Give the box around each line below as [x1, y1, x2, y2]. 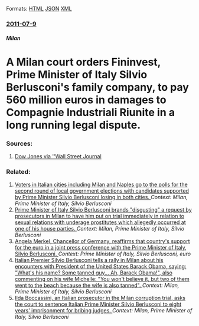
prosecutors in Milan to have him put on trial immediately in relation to [14, 213, 185, 220]
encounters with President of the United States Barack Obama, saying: [14, 263, 187, 270]
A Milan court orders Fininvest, [6, 55, 161, 69]
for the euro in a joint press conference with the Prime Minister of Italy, [14, 244, 187, 251]
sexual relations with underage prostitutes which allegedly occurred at [14, 219, 186, 226]
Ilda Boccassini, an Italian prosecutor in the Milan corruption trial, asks [14, 295, 186, 302]
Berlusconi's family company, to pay [6, 80, 189, 94]
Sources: [6, 139, 33, 148]
